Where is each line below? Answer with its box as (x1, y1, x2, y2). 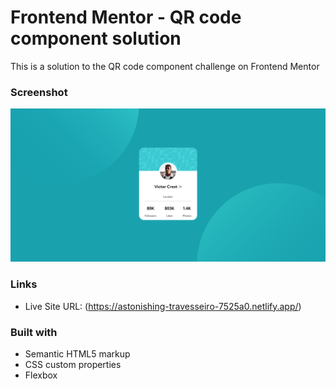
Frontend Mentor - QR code (10, 6, 242, 29)
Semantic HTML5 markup (24, 347, 131, 360)
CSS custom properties (24, 358, 122, 370)
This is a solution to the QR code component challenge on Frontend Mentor (10, 60, 320, 72)
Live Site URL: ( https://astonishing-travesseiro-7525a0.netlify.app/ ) (24, 300, 302, 312)
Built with (10, 325, 58, 339)
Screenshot (10, 85, 68, 99)
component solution (10, 27, 182, 50)
